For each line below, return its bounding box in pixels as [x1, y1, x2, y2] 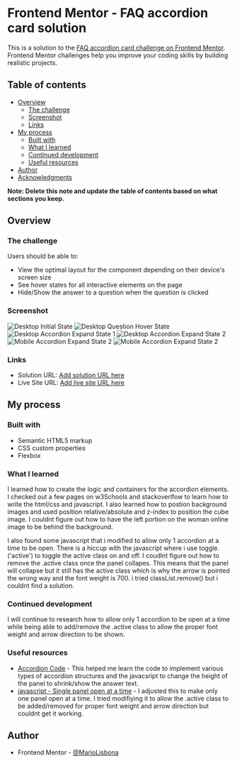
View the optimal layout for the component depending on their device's [17, 265, 225, 274]
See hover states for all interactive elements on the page [17, 281, 183, 289]
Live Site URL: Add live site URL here [17, 379, 125, 387]
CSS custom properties [17, 444, 86, 452]
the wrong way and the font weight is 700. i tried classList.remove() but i [7, 574, 218, 583]
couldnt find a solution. [7, 582, 74, 590]
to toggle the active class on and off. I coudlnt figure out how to [34, 551, 219, 560]
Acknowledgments [17, 173, 73, 181]
